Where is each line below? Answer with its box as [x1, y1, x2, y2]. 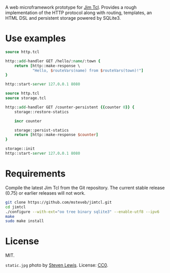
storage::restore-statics [14, 109, 69, 114]
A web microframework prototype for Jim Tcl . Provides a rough [5, 5, 137, 10]
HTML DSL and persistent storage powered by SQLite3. [5, 15, 121, 21]
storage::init [5, 146, 35, 151]
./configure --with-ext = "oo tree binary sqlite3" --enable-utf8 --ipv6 [5, 209, 159, 214]
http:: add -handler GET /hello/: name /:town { [5, 58, 101, 64]
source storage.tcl [5, 96, 47, 101]
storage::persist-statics [14, 127, 69, 133]
